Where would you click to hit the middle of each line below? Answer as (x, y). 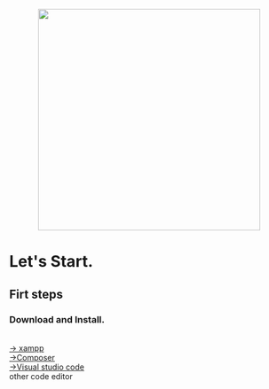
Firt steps (36, 294)
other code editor (41, 376)
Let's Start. (51, 262)
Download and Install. (57, 319)
